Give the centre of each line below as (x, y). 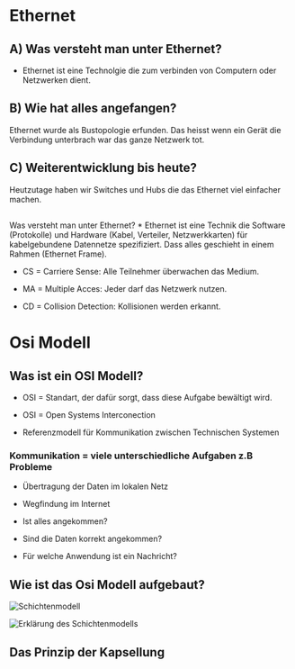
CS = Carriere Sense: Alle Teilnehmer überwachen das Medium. (141, 272)
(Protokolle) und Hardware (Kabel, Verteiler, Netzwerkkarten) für (129, 235)
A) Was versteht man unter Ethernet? (116, 49)
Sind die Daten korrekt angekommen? (92, 539)
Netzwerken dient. (57, 80)
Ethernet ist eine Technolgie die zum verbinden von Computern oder (149, 70)
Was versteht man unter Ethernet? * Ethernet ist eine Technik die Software (147, 225)
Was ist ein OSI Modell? (76, 376)
